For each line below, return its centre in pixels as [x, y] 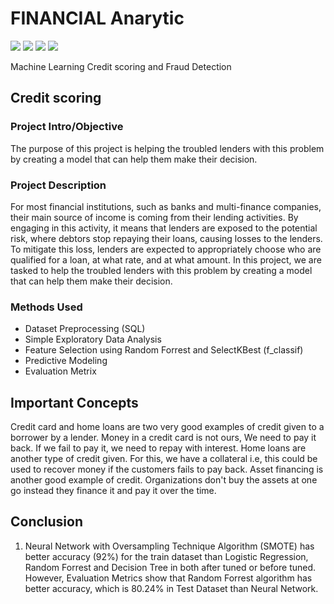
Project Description [58, 185]
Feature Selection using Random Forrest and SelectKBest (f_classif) [164, 350]
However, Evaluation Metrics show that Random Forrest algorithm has [168, 578]
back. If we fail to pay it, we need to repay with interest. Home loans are [158, 448]
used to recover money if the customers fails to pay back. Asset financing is [167, 469]
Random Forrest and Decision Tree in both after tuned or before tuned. [170, 567]
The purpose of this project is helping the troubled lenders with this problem [167, 148]
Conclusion [47, 522]
